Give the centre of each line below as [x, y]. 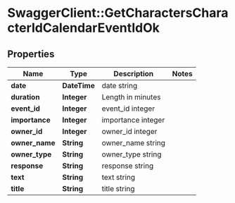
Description [134, 74]
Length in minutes [131, 97]
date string [120, 86]
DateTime [78, 86]
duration [25, 97]
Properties [31, 54]
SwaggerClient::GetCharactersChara [118, 13]
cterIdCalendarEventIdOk [83, 28]
